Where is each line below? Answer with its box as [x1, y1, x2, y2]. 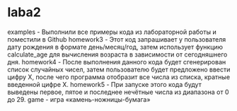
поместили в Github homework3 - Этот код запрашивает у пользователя [7, 35, 226, 43]
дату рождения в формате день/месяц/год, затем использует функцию [7, 42, 224, 51]
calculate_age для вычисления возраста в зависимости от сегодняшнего [7, 50, 228, 59]
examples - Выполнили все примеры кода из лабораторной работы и [7, 28, 217, 36]
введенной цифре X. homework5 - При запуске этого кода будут [7, 80, 202, 88]
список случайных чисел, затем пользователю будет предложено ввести [7, 65, 231, 74]
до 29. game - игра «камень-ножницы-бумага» [7, 95, 151, 103]
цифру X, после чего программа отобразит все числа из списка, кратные [7, 72, 231, 81]
